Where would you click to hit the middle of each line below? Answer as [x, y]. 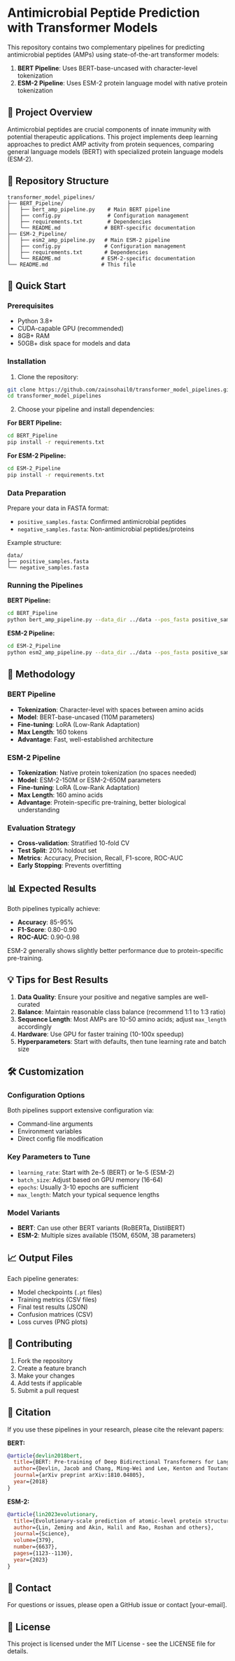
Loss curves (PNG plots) [52, 1322]
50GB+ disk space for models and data [74, 344]
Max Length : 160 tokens [52, 732]
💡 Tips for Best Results [58, 980]
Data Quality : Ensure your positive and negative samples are [105, 997]
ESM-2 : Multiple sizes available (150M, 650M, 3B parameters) [107, 1236]
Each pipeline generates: [43, 1278]
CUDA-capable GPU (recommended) [71, 328]
